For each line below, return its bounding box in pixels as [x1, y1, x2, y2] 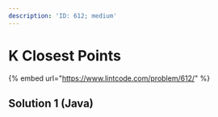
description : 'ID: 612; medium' [8, 11, 117, 20]
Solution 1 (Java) [8, 96, 94, 110]
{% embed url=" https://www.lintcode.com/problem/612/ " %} [8, 73, 211, 83]
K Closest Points [8, 46, 122, 65]
